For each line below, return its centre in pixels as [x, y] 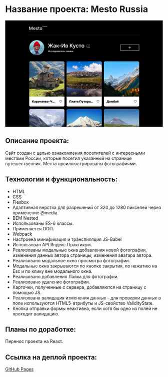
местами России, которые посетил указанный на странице [68, 158]
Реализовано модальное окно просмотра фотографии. [71, 260]
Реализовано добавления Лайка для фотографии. [65, 276]
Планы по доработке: [41, 330]
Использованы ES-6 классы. [43, 223]
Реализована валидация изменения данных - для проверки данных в [86, 298]
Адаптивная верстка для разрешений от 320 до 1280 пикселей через [87, 207]
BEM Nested [25, 218]
